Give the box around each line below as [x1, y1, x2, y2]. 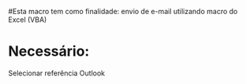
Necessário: [8, 42, 90, 60]
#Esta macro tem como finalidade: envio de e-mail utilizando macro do [8, 7, 238, 16]
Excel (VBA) [8, 15, 47, 24]
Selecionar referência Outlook [8, 68, 106, 78]
